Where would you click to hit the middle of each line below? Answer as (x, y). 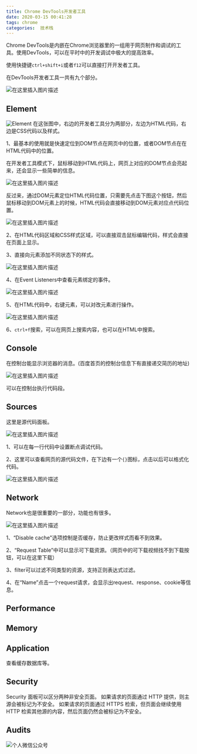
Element (21, 109)
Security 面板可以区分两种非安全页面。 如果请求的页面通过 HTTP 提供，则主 (98, 697)
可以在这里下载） (37, 557)
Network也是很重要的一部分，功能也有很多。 (60, 512)
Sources (22, 407)
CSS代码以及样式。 (40, 131)
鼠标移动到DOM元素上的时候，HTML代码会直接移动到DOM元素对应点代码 (95, 203)
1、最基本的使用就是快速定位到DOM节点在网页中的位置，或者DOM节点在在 (96, 144)
